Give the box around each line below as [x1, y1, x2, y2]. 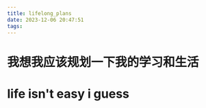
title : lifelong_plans [7, 10, 72, 17]
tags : [7, 23, 23, 29]
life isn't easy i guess [7, 86, 130, 101]
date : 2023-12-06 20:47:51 [7, 16, 84, 23]
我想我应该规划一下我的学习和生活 [7, 54, 200, 70]
